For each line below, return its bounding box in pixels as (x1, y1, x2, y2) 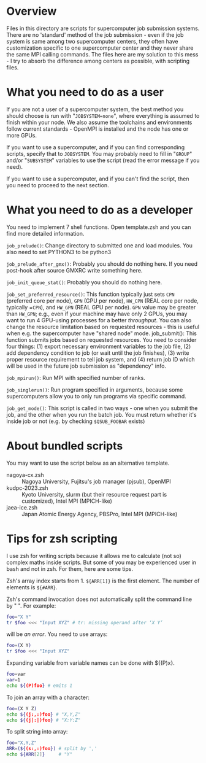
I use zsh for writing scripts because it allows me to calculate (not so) (6, 552, 182, 559)
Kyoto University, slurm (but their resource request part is (21, 490, 167, 498)
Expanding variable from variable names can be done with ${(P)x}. (6, 659, 175, 667)
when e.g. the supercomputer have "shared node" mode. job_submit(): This (6, 330, 197, 337)
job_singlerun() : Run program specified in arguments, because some (6, 385, 183, 393)
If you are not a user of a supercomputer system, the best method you (6, 106, 184, 113)
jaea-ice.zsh (6, 503, 38, 511)
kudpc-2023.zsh (6, 484, 48, 492)
